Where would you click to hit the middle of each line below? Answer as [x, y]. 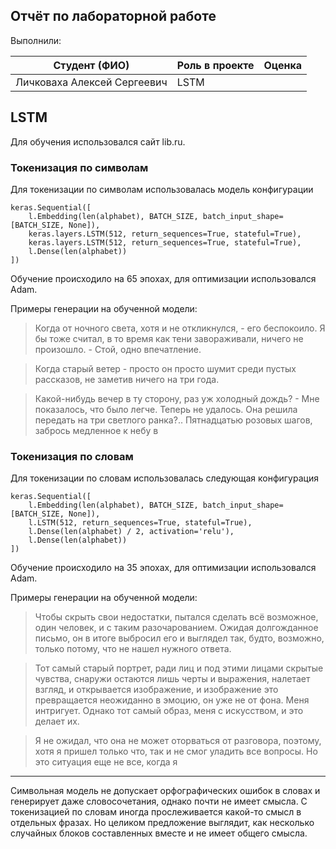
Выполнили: [36, 40]
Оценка [283, 65]
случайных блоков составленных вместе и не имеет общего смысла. [159, 833]
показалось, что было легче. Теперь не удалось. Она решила [166, 409]
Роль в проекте [215, 65]
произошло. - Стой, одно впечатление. [118, 349]
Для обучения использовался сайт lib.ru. [98, 141]
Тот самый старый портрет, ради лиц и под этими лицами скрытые [179, 668]
